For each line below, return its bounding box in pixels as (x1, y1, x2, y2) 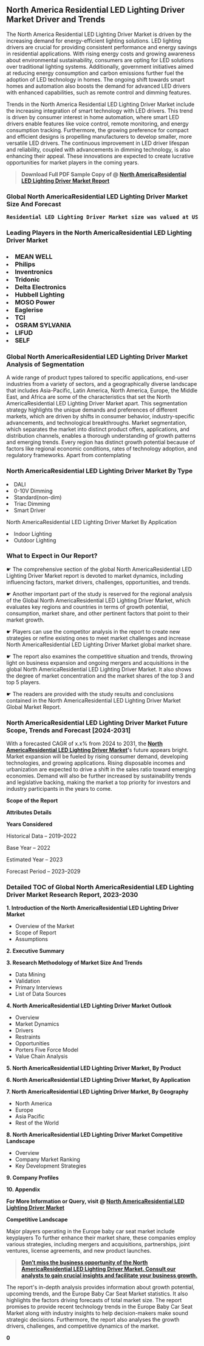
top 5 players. (6, 678, 41, 685)
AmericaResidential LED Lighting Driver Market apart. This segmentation (6, 400, 188, 407)
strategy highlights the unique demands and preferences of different (6, 406, 178, 413)
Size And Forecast (6, 200, 61, 208)
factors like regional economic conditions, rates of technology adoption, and (6, 445, 197, 452)
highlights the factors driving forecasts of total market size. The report (6, 1297, 182, 1304)
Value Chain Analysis (15, 1053, 68, 1060)
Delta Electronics (15, 282, 67, 291)
